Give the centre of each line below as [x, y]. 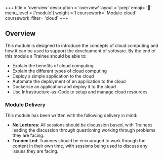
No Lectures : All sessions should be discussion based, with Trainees [82, 125]
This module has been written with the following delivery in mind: [71, 116]
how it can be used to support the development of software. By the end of [81, 51]
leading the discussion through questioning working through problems [84, 130]
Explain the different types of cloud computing [60, 71]
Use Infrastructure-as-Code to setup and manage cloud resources [80, 92]
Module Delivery [25, 105]
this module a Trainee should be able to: [46, 56]
